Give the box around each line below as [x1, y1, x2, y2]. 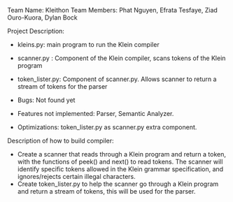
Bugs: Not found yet [17, 96, 76, 104]
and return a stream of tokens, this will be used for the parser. [17, 187, 196, 195]
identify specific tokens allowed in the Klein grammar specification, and [17, 165, 224, 173]
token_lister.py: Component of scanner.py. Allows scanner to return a [17, 75, 217, 83]
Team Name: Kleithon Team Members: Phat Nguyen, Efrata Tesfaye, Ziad [7, 6, 218, 14]
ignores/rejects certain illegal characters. [17, 173, 136, 180]
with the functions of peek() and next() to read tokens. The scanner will [17, 157, 223, 166]
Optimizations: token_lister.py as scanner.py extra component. [17, 123, 197, 131]
